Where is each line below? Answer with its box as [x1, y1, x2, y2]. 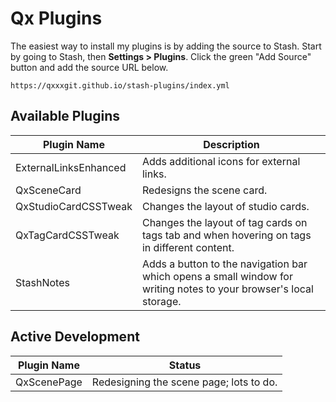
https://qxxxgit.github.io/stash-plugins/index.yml [10, 80, 230, 91]
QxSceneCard [15, 183, 82, 197]
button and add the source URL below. [10, 61, 169, 73]
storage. [141, 294, 182, 308]
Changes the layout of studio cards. [141, 199, 310, 213]
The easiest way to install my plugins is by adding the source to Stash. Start [10, 40, 322, 52]
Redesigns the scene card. [141, 183, 268, 197]
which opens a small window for [141, 269, 293, 283]
